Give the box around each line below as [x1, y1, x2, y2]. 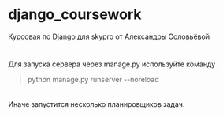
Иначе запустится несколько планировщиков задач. [8, 99, 185, 108]
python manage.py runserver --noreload [27, 75, 159, 85]
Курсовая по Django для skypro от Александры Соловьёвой [8, 32, 210, 41]
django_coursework [8, 6, 142, 24]
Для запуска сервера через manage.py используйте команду [8, 59, 216, 69]
